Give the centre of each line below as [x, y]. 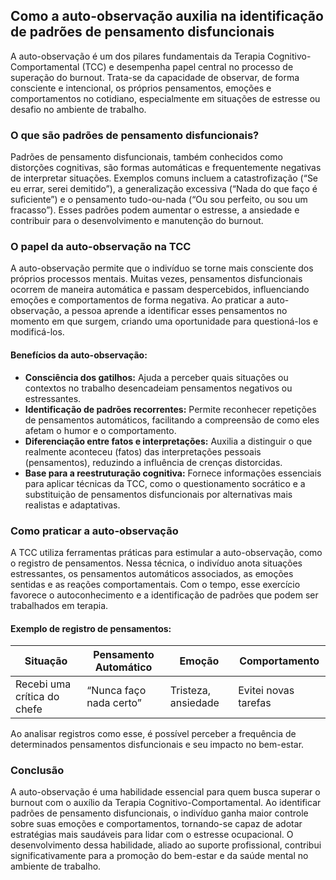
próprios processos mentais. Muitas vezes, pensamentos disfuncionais [156, 279]
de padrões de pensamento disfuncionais [142, 32]
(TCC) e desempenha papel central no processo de [187, 66]
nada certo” [114, 703]
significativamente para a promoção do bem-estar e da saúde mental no [159, 856]
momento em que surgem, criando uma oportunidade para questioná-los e [164, 321]
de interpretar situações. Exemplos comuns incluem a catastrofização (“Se [164, 178]
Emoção [199, 661]
